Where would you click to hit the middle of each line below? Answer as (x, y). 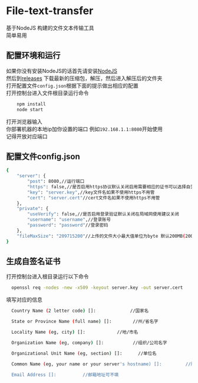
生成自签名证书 (33, 261)
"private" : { (33, 209)
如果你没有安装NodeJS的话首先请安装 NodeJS (62, 71)
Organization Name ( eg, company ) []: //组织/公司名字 (89, 342)
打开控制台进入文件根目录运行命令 (47, 93)
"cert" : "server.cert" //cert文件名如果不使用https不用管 (94, 198)
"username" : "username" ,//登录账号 (69, 220)
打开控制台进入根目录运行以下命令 (47, 277)
